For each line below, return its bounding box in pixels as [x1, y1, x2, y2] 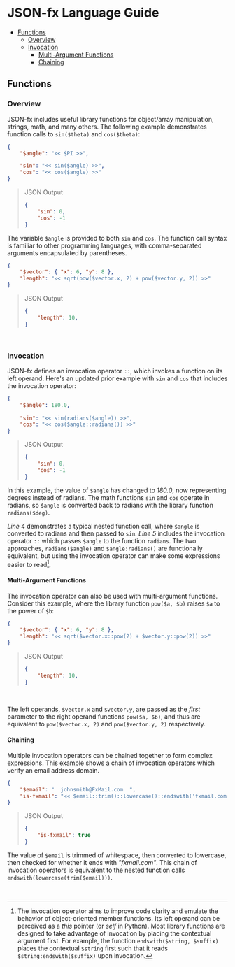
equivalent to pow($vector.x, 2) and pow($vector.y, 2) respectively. [7, 719, 206, 728]
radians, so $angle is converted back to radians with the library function [7, 501, 214, 509]
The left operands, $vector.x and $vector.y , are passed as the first [7, 705, 201, 713]
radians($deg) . [7, 508, 50, 517]
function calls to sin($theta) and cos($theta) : [7, 129, 141, 138]
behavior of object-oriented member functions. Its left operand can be [17, 914, 220, 922]
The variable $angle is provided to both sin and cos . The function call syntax [7, 234, 227, 242]
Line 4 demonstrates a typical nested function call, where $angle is [7, 522, 200, 530]
